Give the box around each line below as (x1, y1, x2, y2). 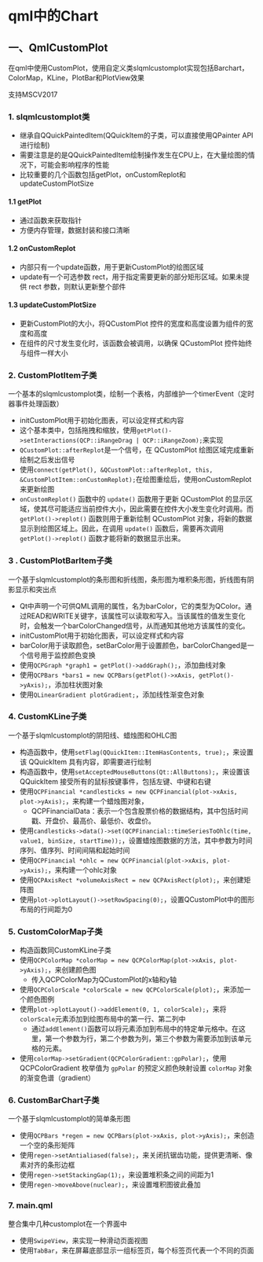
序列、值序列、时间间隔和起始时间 (19, 845, 130, 855)
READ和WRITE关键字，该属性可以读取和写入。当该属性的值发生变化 (26, 611, 246, 620)
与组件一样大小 (19, 348, 68, 358)
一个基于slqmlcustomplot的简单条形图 (8, 1114, 131, 1124)
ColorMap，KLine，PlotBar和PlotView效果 (8, 73, 145, 83)
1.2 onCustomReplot (8, 244, 76, 253)
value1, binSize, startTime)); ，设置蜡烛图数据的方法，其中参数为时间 (19, 835, 253, 845)
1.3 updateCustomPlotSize (8, 300, 97, 310)
